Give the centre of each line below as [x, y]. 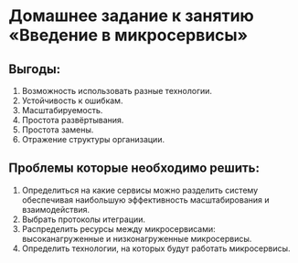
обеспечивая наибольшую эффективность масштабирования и [146, 200]
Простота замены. [58, 130]
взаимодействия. [56, 209]
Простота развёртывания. [73, 120]
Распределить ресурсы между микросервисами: [118, 228]
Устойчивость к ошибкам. [72, 100]
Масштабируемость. [62, 110]
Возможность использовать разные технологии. [117, 91]
